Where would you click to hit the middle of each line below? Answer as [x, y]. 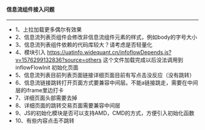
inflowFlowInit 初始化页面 [47, 67]
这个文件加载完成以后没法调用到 [143, 60]
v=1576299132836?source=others [58, 60]
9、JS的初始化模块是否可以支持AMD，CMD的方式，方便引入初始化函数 [105, 113]
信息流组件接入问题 [31, 9]
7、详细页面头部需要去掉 [46, 98]
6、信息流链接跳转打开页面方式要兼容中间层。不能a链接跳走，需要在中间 [106, 83]
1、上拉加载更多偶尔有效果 [49, 30]
